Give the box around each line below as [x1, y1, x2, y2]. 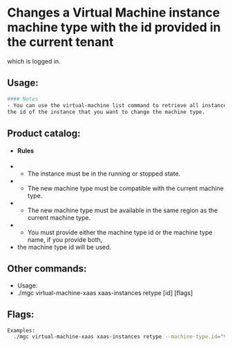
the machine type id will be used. [17, 243, 112, 251]
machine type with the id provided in [7, 19, 221, 35]
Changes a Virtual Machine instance [7, 5, 220, 21]
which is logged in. [7, 57, 61, 65]
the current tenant [7, 35, 114, 50]
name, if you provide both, [27, 235, 103, 243]
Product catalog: [7, 127, 81, 139]
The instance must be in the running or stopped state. [27, 169, 181, 178]
